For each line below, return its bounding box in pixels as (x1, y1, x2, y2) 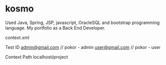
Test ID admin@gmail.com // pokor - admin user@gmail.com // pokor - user (5, 44, 161, 50)
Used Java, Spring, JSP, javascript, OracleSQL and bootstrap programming (5, 19, 160, 25)
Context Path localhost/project (5, 53, 68, 60)
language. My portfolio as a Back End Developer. (5, 24, 105, 30)
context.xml (5, 34, 29, 40)
